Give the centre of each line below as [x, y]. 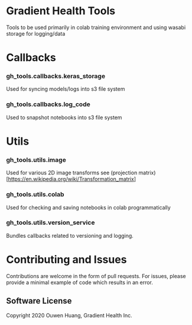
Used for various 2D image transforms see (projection [72, 173]
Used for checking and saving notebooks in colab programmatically [89, 207]
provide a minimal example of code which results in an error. [80, 282]
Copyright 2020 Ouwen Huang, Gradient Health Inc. [69, 315]
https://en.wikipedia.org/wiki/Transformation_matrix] [72, 179]
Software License [39, 301]
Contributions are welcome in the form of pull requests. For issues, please [96, 276]
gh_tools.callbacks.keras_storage [56, 77]
